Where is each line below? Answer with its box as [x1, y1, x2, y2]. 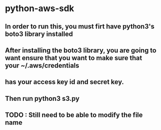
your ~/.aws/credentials [5, 61, 80, 69]
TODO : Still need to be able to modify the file [5, 111, 143, 119]
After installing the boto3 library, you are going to [5, 46, 157, 54]
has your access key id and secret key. [5, 78, 124, 86]
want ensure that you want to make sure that [5, 54, 143, 62]
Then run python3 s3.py [5, 94, 80, 102]
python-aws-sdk [5, 3, 74, 14]
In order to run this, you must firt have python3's [5, 22, 155, 31]
